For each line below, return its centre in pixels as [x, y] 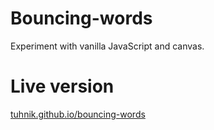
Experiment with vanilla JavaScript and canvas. [107, 46]
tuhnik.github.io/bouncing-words [78, 114]
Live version [62, 86]
